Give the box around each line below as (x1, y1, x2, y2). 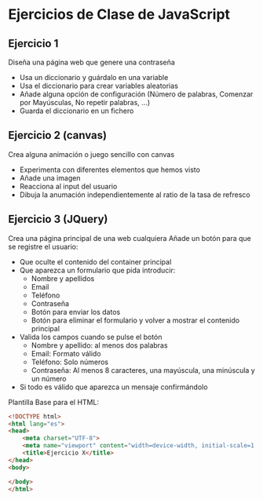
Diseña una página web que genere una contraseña (8, 57, 175, 67)
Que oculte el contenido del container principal (19, 257, 172, 266)
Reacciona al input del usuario (19, 181, 118, 191)
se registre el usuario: (8, 242, 79, 251)
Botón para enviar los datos (31, 307, 121, 316)
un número (31, 374, 67, 383)
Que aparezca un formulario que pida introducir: (19, 265, 176, 275)
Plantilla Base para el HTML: (8, 397, 100, 407)
